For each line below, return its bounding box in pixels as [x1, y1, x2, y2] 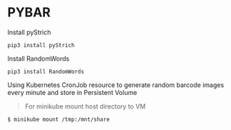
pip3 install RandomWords [7, 68, 84, 75]
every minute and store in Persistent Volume [7, 88, 138, 96]
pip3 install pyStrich [7, 41, 75, 49]
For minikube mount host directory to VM [24, 101, 146, 111]
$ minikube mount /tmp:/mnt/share [7, 116, 111, 123]
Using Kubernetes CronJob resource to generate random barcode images [7, 80, 225, 89]
